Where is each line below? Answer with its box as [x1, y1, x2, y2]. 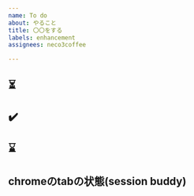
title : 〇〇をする [8, 26, 63, 34]
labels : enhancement [8, 33, 76, 42]
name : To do [8, 11, 47, 20]
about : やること [8, 19, 57, 27]
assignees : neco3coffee [8, 41, 87, 49]
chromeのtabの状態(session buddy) [8, 175, 187, 188]
